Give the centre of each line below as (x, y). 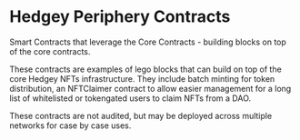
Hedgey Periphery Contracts (120, 17)
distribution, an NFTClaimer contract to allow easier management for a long (150, 88)
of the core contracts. (50, 51)
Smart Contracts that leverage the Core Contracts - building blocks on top (148, 42)
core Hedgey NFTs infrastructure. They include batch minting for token (142, 78)
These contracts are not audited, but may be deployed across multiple (141, 115)
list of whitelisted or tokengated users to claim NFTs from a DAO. (130, 98)
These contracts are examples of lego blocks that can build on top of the (145, 69)
